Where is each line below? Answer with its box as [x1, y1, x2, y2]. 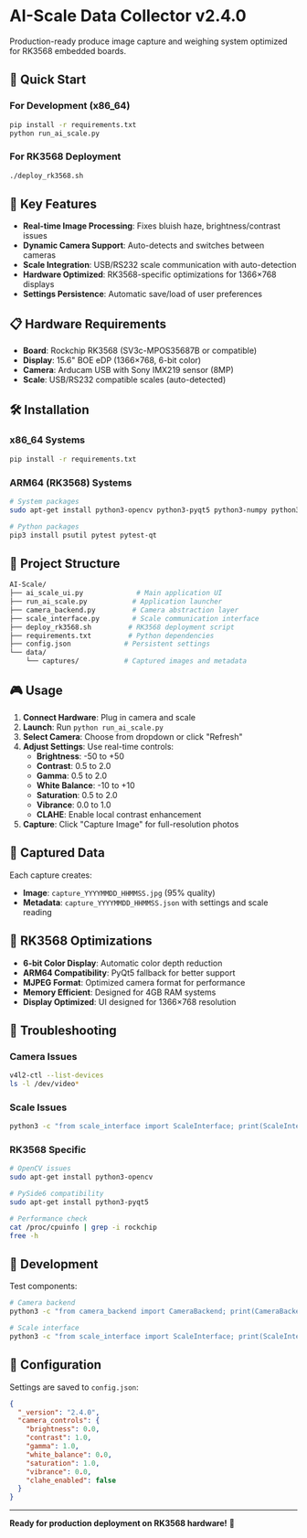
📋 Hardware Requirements [9, 316, 167, 332]
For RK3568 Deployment [9, 150, 122, 163]
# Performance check [9, 1213, 89, 1223]
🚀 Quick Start [9, 72, 87, 88]
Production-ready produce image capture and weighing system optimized [9, 36, 288, 47]
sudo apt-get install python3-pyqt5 [9, 1198, 149, 1207]
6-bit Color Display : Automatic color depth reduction [22, 957, 223, 968]
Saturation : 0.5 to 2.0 [36, 789, 118, 800]
